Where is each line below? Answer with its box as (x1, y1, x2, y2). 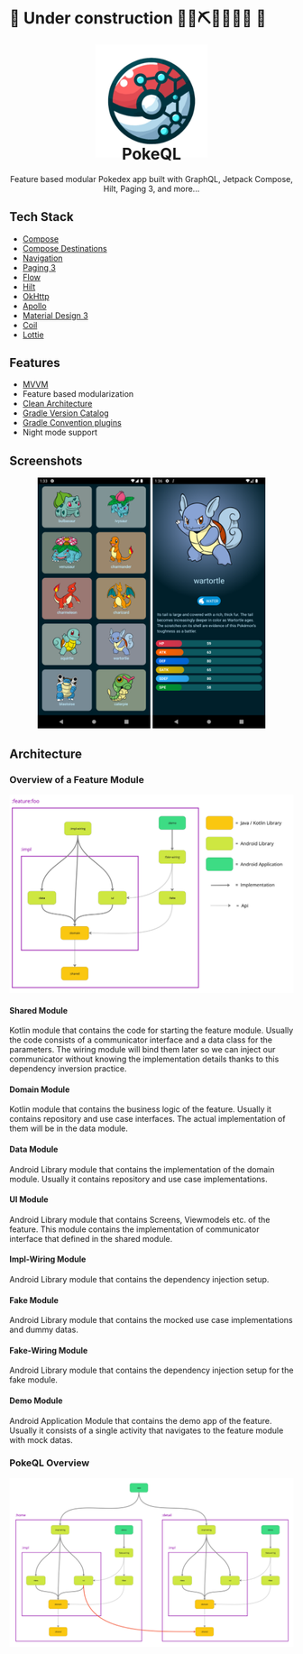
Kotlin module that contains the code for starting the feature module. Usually (9, 1025, 294, 1036)
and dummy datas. (9, 1324, 78, 1336)
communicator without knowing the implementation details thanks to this (9, 1053, 280, 1065)
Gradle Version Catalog (22, 408, 110, 418)
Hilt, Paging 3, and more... (103, 183, 200, 194)
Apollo (22, 300, 47, 311)
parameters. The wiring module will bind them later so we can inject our (9, 1044, 276, 1055)
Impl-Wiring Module (9, 1254, 87, 1264)
